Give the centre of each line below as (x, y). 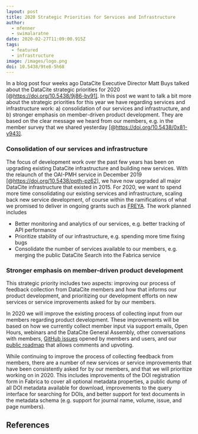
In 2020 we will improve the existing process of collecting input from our (94, 313)
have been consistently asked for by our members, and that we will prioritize (99, 369)
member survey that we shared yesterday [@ (61, 127)
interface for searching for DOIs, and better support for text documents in (95, 394)
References (28, 425)
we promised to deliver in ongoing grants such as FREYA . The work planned (98, 206)
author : (16, 22)
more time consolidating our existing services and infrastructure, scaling (94, 193)
